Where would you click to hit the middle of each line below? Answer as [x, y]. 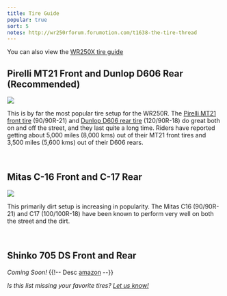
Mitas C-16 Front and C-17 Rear [75, 177]
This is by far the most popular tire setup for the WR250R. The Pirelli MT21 [112, 113]
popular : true [27, 20]
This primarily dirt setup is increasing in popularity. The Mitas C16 [99, 206]
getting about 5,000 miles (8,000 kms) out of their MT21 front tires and [107, 135]
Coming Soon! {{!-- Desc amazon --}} [61, 272]
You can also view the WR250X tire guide [65, 52]
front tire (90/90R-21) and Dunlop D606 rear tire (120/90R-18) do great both [113, 121]
